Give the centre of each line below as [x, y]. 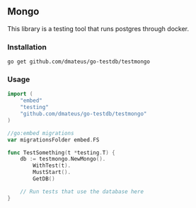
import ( [20, 94]
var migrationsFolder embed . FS [53, 140]
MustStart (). [52, 173]
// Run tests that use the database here [82, 191]
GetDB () [44, 179]
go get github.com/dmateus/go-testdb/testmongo [79, 62]
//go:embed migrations [41, 133]
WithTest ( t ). [52, 166]
